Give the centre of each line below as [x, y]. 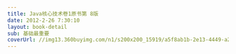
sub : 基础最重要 [28, 33]
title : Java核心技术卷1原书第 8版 [53, 14]
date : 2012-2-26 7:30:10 [44, 20]
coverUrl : [22, 40]
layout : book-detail [38, 27]
